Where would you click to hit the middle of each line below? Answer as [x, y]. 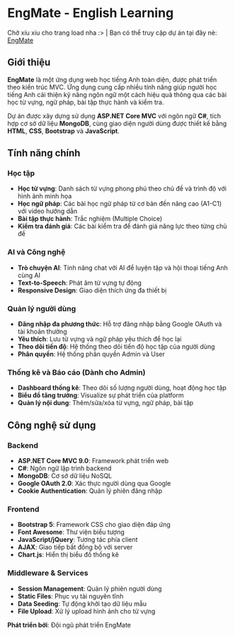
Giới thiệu [29, 63]
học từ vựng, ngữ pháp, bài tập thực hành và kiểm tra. [86, 102]
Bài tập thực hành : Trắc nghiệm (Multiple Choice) [90, 219]
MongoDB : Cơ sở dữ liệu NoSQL [65, 476]
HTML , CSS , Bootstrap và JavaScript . [64, 131]
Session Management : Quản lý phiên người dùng [90, 589]
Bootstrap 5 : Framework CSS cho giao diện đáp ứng [94, 525]
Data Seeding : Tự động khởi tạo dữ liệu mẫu [82, 603]
